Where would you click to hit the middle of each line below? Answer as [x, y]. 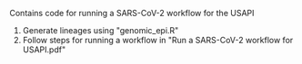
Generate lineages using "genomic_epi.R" [101, 30]
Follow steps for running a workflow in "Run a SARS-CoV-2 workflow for [158, 40]
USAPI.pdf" [44, 50]
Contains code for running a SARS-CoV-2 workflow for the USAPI [132, 13]
